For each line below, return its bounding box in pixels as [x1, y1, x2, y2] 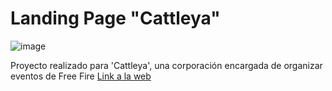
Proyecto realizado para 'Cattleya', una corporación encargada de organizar [10, 59, 323, 71]
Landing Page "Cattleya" [10, 7, 221, 30]
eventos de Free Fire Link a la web [10, 70, 152, 82]
